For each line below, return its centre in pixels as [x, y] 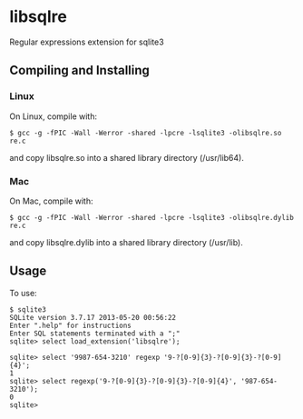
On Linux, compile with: [54, 116]
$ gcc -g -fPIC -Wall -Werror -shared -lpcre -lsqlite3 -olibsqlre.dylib [152, 217]
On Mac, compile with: [51, 201]
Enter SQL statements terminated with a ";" [95, 334]
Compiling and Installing [79, 70]
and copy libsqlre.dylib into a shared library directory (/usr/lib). [126, 242]
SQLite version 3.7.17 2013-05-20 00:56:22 [93, 317]
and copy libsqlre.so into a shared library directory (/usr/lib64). [127, 157]
